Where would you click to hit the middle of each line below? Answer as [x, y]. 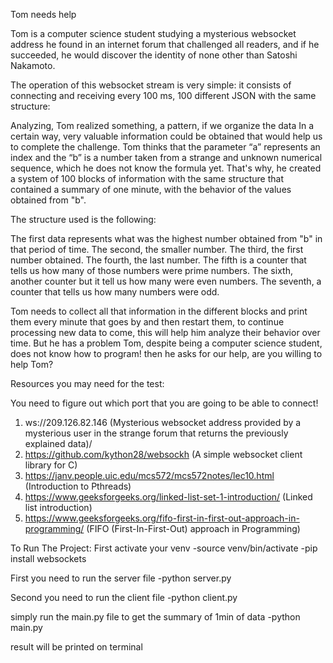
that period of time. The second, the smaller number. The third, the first [157, 249]
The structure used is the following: [83, 219]
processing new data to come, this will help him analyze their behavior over [165, 332]
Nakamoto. [33, 65]
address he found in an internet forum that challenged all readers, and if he [165, 44]
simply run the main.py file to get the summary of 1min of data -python [155, 617]
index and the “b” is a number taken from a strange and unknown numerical [166, 157]
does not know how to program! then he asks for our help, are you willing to [166, 353]
